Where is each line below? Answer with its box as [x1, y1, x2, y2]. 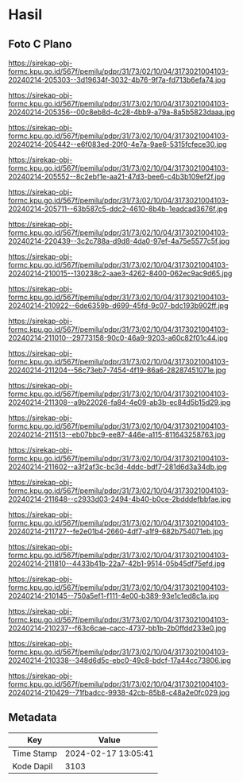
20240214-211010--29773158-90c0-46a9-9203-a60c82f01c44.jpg [8, 333, 229, 342]
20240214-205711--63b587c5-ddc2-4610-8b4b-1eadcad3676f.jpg [8, 204, 228, 214]
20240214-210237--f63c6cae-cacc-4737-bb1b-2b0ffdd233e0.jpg [8, 623, 226, 633]
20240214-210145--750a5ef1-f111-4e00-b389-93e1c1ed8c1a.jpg [8, 591, 220, 600]
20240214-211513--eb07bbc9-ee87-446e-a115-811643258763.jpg [8, 430, 226, 439]
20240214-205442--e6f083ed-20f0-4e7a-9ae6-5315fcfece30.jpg [8, 140, 227, 148]
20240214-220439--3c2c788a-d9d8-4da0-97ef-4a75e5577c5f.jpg [8, 237, 230, 245]
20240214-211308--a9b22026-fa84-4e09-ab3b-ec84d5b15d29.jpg [8, 398, 231, 406]
